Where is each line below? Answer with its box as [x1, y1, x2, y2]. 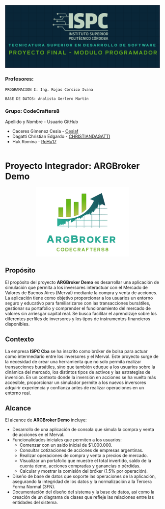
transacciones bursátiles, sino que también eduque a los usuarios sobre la [5, 364, 156, 370]
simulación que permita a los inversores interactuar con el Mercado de [5, 284, 148, 290]
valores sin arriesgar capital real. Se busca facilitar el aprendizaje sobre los [5, 310, 157, 316]
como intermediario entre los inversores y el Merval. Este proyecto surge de [5, 353, 159, 359]
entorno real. [5, 390, 31, 396]
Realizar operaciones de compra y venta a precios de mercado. [19, 453, 148, 458]
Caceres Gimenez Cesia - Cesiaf [12, 128, 79, 134]
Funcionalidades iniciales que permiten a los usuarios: [12, 437, 122, 443]
